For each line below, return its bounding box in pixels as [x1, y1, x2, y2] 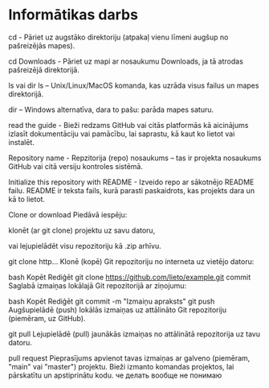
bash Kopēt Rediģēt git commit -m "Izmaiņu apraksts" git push [8, 296, 215, 306]
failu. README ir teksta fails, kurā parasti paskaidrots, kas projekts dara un [8, 185, 255, 195]
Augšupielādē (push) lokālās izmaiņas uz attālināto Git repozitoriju [8, 304, 227, 315]
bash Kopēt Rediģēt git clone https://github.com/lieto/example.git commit [8, 272, 251, 282]
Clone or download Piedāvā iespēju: [8, 209, 128, 219]
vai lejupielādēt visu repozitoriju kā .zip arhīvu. [8, 241, 162, 250]
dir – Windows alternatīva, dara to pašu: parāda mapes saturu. [8, 105, 214, 114]
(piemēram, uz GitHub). [8, 313, 86, 323]
